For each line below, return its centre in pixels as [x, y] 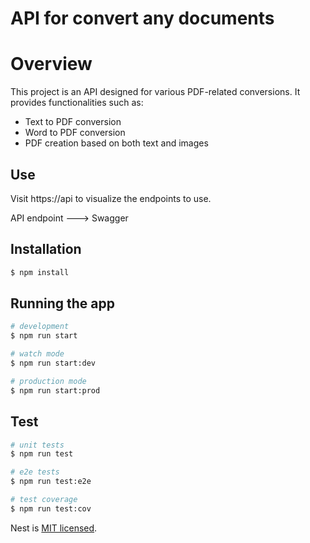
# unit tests [37, 445]
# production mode [48, 381]
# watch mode [37, 354]
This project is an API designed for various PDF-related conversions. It [155, 92]
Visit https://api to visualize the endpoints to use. [111, 198]
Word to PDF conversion [75, 133]
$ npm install [40, 272]
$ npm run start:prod [55, 390]
